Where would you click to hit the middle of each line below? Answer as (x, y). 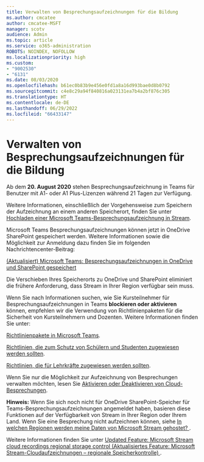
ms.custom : (20, 63)
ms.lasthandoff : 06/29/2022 (42, 108)
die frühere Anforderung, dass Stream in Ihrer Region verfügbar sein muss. (100, 286)
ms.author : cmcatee (31, 18)
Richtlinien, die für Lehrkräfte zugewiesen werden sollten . (79, 366)
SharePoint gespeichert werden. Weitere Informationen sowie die (88, 236)
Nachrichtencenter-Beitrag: (40, 249)
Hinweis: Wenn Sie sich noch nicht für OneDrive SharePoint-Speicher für (98, 402)
